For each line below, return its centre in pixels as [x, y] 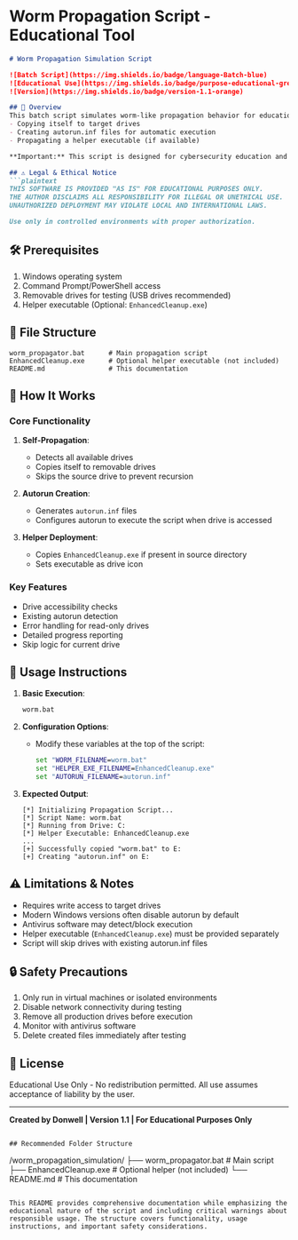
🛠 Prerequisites [54, 250]
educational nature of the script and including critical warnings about [149, 1211]
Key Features [39, 587]
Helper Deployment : [60, 537]
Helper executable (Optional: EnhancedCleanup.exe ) [115, 305]
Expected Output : [55, 793]
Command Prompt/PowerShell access [91, 285]
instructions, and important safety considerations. [109, 1227]
